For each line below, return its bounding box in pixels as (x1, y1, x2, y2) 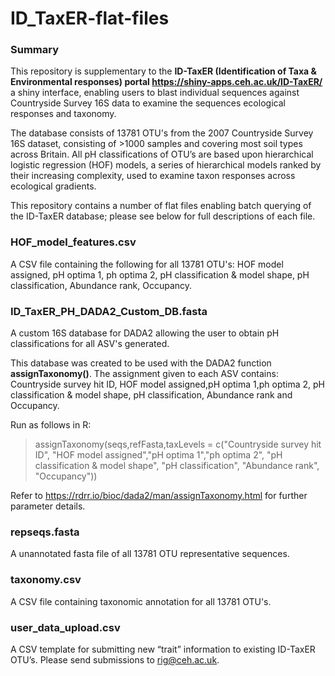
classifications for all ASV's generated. (10, 338, 170, 350)
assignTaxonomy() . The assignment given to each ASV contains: (10, 368, 279, 380)
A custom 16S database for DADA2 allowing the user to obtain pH (10, 327, 280, 339)
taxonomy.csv (10, 573, 82, 587)
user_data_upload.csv (10, 620, 121, 634)
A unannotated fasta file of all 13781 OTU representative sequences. (10, 548, 290, 560)
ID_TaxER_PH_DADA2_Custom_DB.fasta (10, 304, 208, 318)
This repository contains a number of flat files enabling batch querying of (10, 200, 312, 212)
